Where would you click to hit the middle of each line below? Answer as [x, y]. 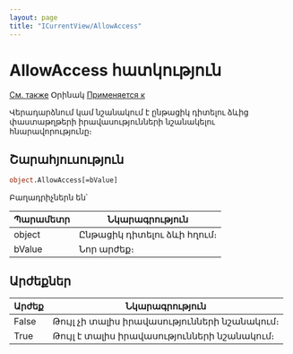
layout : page [34, 17]
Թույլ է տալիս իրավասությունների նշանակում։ [164, 335]
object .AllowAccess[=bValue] [64, 180]
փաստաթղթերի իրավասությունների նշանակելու [112, 122]
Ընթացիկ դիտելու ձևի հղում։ [148, 235]
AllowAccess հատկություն [116, 70]
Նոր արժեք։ [107, 249]
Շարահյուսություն [67, 159]
